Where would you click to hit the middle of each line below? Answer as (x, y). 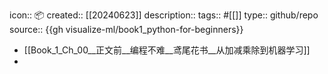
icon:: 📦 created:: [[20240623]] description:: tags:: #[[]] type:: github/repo (164, 15)
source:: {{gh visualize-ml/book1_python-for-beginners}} (126, 29)
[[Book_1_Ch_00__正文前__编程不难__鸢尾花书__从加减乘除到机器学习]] (167, 50)
